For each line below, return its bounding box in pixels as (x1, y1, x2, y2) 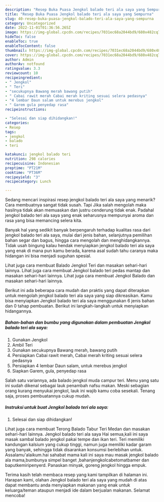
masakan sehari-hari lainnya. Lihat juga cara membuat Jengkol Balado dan (5, 273, 155, 279)
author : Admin (5, 57, 34, 62)
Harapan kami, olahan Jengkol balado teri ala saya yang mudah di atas (5, 477, 147, 483)
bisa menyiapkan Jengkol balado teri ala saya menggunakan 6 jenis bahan (5, 298, 155, 304)
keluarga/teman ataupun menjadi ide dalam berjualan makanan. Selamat (5, 487, 150, 493)
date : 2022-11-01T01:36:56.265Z (5, 25, 71, 30)
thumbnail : (5, 48, 27, 53)
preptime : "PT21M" (5, 166, 42, 170)
